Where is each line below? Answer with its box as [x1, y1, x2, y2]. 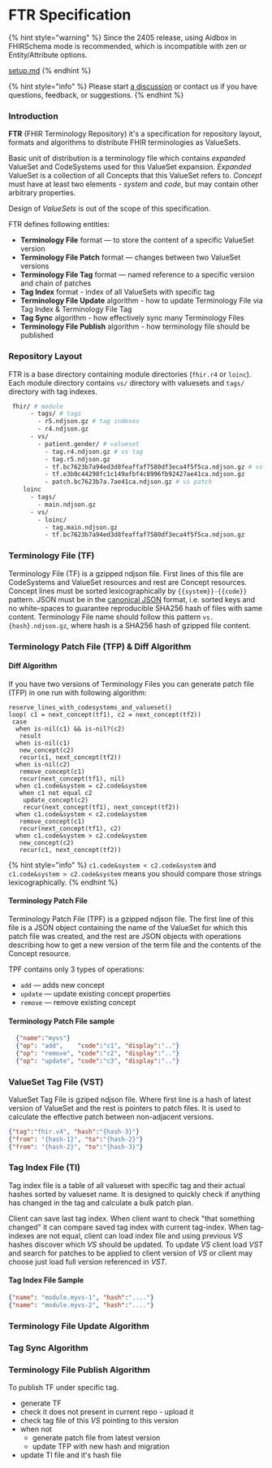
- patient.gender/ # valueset [37, 439, 140, 448]
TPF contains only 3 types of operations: [8, 964, 145, 974]
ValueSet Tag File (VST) [8, 1076, 104, 1087]
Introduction [8, 110, 58, 121]
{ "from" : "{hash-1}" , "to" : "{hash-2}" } [8, 1135, 144, 1143]
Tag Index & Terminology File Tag [19, 304, 132, 314]
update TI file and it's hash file [19, 1450, 122, 1460]
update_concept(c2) [23, 796, 89, 804]
